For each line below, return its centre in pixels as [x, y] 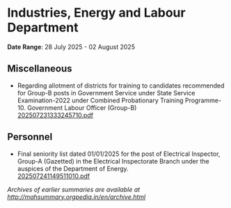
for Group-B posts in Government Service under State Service [106, 93]
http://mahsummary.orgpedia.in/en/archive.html [77, 197]
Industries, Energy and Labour [96, 13]
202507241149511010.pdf [54, 176]
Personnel [30, 137]
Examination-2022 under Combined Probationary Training [100, 100]
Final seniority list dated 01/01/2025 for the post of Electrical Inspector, [119, 154]
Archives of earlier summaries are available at [74, 189]
